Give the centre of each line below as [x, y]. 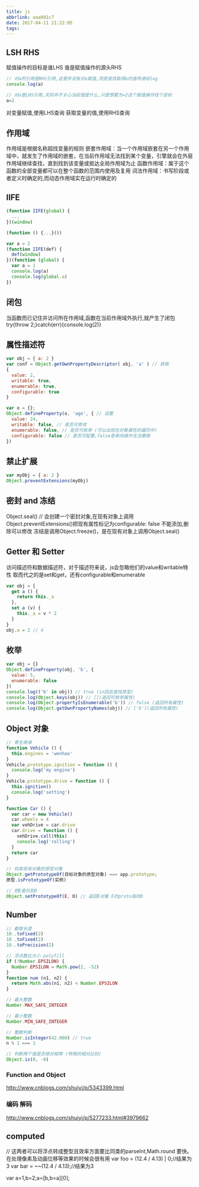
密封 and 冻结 [31, 501]
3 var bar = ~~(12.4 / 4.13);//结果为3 [50, 1166]
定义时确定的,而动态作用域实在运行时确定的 [64, 178]
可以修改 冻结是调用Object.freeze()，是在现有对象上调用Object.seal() [95, 531]
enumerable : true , [34, 386]
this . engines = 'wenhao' [42, 753]
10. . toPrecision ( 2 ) [30, 945]
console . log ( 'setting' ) [41, 792]
